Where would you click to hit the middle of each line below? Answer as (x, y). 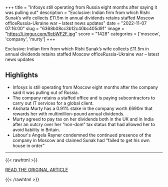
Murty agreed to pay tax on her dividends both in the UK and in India (83, 119)
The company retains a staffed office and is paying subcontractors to (84, 97)
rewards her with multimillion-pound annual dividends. (68, 113)
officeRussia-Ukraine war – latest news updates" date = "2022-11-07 (76, 23)
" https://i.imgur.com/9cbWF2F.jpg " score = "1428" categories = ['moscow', (83, 34)
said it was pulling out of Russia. (45, 92)
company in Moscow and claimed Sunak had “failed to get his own (81, 140)
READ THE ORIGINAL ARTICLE (37, 169)
